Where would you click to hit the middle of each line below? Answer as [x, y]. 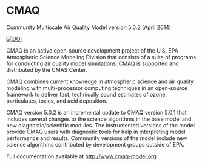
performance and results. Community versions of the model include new [97, 138]
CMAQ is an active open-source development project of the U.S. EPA [93, 50]
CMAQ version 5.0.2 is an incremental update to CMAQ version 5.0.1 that [96, 112]
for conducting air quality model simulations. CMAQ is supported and [93, 63]
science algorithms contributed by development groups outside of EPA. [95, 144]
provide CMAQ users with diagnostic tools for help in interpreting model [96, 132]
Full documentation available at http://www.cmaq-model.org [81, 156]
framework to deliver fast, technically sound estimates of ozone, [86, 94]
